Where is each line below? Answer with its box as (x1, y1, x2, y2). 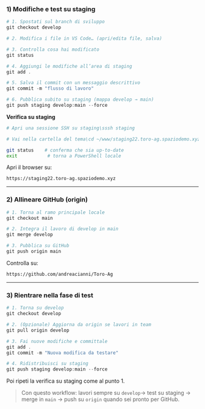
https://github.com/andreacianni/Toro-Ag (6, 271, 113, 277)
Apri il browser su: (6, 164, 52, 171)
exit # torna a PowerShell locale (6, 153, 121, 159)
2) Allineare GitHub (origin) (6, 195, 88, 204)
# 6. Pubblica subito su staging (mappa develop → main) (6, 96, 154, 103)
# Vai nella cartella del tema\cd (6, 136, 95, 142)
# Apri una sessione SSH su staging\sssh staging (6, 125, 135, 131)
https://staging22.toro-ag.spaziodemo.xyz (6, 176, 116, 182)
